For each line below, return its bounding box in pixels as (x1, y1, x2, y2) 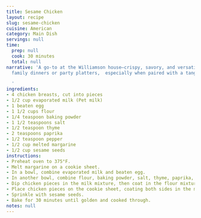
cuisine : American (6, 25, 52, 32)
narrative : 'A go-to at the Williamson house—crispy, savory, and (6, 64, 175, 70)
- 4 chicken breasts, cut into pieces (6, 92, 103, 98)
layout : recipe (6, 14, 44, 20)
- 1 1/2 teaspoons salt (6, 119, 66, 125)
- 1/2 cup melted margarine (6, 142, 77, 148)
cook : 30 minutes (11, 53, 55, 59)
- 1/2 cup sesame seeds (6, 147, 66, 153)
